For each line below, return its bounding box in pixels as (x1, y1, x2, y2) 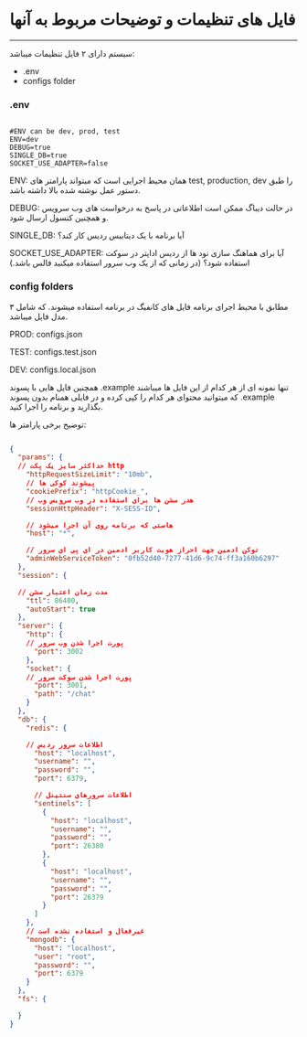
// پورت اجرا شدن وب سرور (26, 638, 125, 648)
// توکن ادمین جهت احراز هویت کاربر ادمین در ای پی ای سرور (26, 545, 259, 555)
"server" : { (17, 622, 64, 631)
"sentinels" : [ (33, 798, 92, 808)
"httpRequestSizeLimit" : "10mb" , (26, 470, 153, 479)
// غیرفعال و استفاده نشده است (26, 926, 145, 936)
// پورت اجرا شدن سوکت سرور (26, 672, 132, 681)
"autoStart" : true (26, 604, 96, 614)
